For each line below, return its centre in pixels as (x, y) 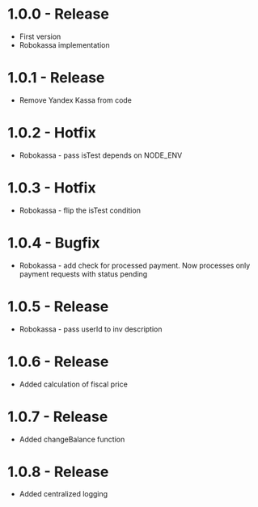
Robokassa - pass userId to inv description (91, 329)
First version (40, 36)
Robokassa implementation (64, 44)
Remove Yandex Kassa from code (76, 100)
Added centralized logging (63, 494)
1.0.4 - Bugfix (54, 243)
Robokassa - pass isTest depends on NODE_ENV (101, 155)
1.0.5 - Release (58, 306)
